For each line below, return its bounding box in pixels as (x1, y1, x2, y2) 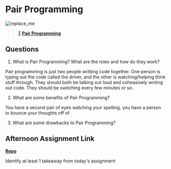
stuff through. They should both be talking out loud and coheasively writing (5, 79, 163, 85)
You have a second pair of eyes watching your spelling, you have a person (5, 104, 161, 110)
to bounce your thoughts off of (5, 109, 70, 116)
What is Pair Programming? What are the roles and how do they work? (12, 59, 160, 65)
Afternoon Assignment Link (5, 134, 95, 143)
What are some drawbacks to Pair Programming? (12, 120, 116, 126)
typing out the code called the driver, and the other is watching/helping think (5, 74, 166, 80)
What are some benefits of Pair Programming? (12, 94, 110, 100)
